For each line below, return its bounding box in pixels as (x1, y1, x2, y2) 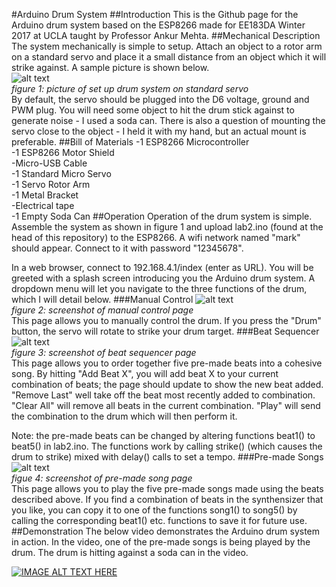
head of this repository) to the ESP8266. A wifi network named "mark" (11, 232, 301, 243)
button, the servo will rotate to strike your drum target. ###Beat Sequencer (11, 325, 320, 337)
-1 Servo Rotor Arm (11, 179, 91, 190)
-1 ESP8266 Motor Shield (11, 147, 115, 158)
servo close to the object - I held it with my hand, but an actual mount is (11, 125, 307, 137)
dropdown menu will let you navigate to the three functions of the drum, (11, 283, 308, 294)
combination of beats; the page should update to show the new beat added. (11, 379, 324, 390)
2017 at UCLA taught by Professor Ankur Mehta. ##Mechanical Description (11, 30, 321, 41)
